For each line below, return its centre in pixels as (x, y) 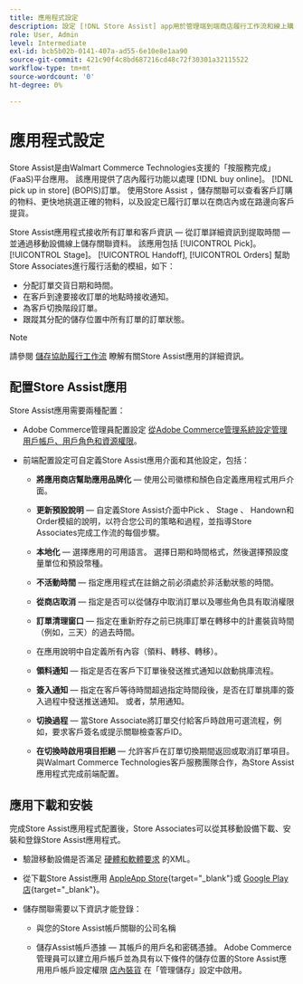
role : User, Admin (44, 34)
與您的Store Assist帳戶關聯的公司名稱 (106, 928)
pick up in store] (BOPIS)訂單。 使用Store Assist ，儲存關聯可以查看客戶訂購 (151, 190)
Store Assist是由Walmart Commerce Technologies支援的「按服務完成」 (142, 167)
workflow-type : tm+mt (50, 69)
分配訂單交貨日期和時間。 (70, 285)
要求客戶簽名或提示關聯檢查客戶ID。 (119, 732)
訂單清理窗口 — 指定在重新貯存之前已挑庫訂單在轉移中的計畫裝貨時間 (165, 621)
